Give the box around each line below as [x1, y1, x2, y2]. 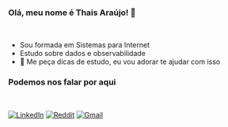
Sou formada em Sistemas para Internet [19, 40, 150, 50]
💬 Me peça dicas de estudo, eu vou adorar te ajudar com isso [19, 57, 221, 66]
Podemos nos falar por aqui [8, 77, 116, 88]
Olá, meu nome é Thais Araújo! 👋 [8, 7, 136, 18]
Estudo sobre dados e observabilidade [19, 49, 146, 58]
